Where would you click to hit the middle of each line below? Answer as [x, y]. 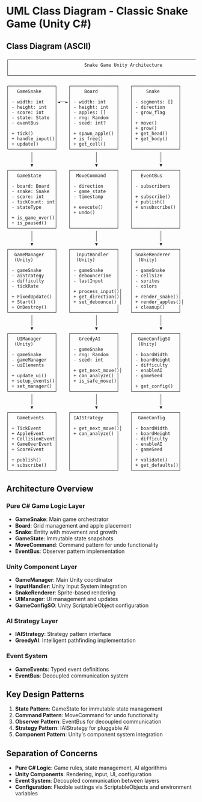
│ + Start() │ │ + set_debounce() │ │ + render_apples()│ [95, 302]
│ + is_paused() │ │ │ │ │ [94, 223]
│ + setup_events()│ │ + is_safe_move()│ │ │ [94, 381]
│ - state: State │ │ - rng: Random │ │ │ [94, 118]
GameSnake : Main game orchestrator [62, 519]
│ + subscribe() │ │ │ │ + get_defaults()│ [94, 465]
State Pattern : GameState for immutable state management [89, 709]
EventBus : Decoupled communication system [72, 676]
